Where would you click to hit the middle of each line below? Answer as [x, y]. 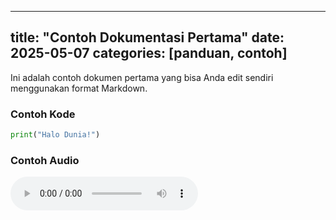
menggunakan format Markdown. [79, 88]
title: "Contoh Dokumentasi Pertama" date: [147, 37]
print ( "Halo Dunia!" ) [55, 135]
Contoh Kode [43, 114]
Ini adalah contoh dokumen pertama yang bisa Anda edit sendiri [142, 77]
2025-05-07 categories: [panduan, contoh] [149, 53]
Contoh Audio [45, 160]
